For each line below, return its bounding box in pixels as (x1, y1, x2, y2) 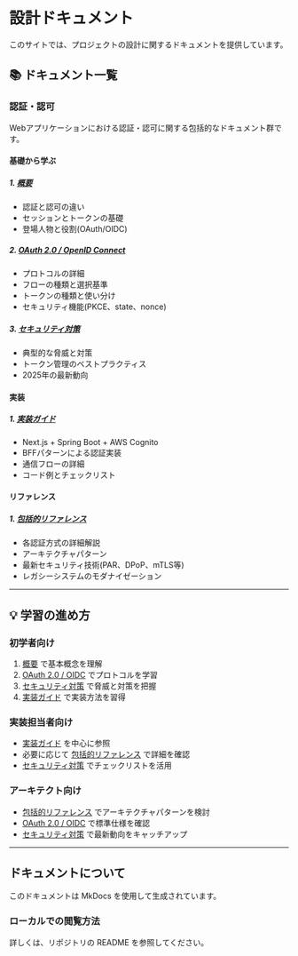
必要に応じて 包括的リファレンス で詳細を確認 (21, 749, 191, 760)
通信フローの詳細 (21, 458, 85, 469)
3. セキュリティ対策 (9, 323, 81, 334)
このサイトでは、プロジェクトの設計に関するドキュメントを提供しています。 (9, 39, 288, 50)
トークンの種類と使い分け (21, 291, 116, 301)
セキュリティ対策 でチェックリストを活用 (21, 761, 172, 771)
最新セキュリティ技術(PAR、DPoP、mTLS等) (21, 560, 184, 570)
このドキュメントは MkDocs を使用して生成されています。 (9, 890, 222, 902)
